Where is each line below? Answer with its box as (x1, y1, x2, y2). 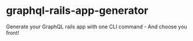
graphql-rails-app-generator (6, 4, 149, 17)
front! (6, 29, 19, 36)
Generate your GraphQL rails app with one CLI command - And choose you (6, 23, 187, 30)
